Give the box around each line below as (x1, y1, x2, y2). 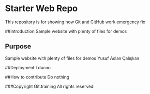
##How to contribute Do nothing (5, 74, 70, 80)
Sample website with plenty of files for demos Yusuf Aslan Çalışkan (5, 55, 139, 61)
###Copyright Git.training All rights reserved (5, 83, 93, 89)
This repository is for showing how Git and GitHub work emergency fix (5, 19, 146, 25)
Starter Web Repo (5, 3, 78, 14)
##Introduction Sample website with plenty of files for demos (5, 28, 127, 34)
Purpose (5, 42, 31, 51)
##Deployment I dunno (5, 64, 51, 70)
